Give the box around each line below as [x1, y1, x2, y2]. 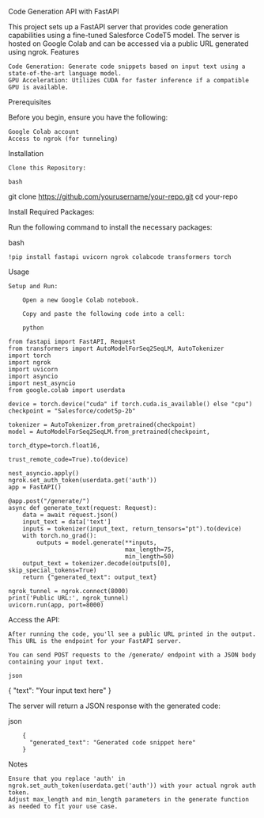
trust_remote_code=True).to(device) [8, 455, 129, 463]
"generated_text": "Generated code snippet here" [28, 739, 196, 747]
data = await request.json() [22, 511, 119, 519]
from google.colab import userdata [8, 386, 126, 394]
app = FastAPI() [8, 483, 62, 491]
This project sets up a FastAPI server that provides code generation [8, 22, 228, 31]
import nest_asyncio [8, 379, 77, 387]
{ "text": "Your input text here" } [8, 686, 112, 695]
